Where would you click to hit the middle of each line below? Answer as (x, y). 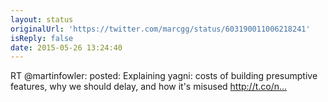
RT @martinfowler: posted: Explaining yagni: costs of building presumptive (164, 76)
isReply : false (42, 38)
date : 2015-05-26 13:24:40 (66, 47)
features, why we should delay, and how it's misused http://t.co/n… (149, 87)
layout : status (42, 19)
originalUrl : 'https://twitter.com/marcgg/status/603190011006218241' (160, 29)
